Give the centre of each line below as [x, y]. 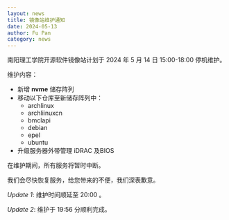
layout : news [26, 13]
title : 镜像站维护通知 [36, 20]
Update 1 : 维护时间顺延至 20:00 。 [56, 195]
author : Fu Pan [29, 33]
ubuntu [38, 143]
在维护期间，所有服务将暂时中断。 [56, 165]
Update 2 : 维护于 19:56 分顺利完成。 [59, 210]
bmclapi [39, 120]
